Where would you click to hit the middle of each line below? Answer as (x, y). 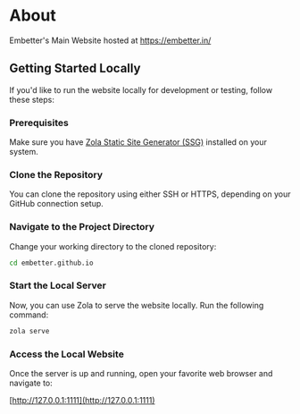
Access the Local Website (67, 354)
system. (24, 152)
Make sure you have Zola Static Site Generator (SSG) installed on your (138, 142)
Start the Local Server (58, 285)
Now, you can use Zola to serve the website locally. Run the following (137, 305)
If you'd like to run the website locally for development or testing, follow (141, 89)
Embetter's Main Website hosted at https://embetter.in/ (110, 40)
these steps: (32, 99)
